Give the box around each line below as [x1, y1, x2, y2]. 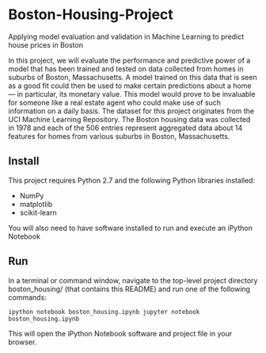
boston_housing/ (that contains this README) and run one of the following [8, 284, 251, 294]
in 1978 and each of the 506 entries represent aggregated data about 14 [8, 123, 243, 132]
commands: [8, 292, 47, 302]
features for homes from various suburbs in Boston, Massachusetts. [8, 131, 230, 140]
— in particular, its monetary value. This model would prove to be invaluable [8, 89, 256, 98]
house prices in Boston [8, 40, 83, 49]
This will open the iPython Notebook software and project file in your [8, 328, 232, 338]
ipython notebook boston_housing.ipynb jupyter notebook [8, 308, 200, 316]
